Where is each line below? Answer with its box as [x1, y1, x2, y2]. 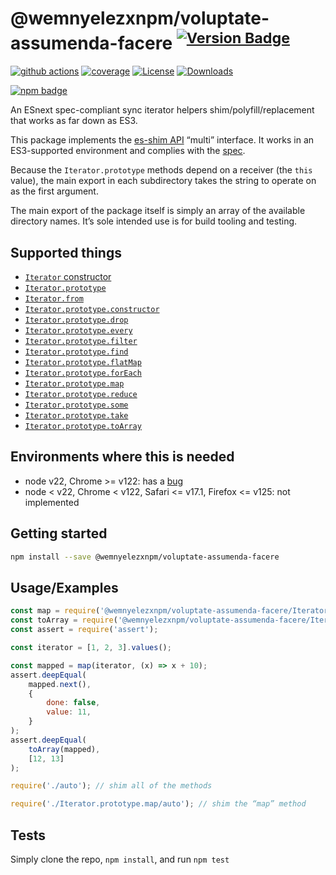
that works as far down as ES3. [10, 115, 138, 127]
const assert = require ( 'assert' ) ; [10, 625, 159, 635]
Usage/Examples [10, 579, 119, 596]
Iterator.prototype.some [24, 400, 129, 411]
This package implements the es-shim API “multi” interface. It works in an [10, 134, 315, 146]
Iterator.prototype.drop [24, 315, 129, 326]
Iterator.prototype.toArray [24, 422, 142, 432]
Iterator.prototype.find [24, 347, 129, 357]
